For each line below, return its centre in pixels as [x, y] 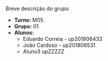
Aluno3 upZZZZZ [44, 52]
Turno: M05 [29, 20]
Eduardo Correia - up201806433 [63, 39]
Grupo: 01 [26, 26]
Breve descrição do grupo [37, 9]
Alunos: [24, 33]
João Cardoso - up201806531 [59, 45]
